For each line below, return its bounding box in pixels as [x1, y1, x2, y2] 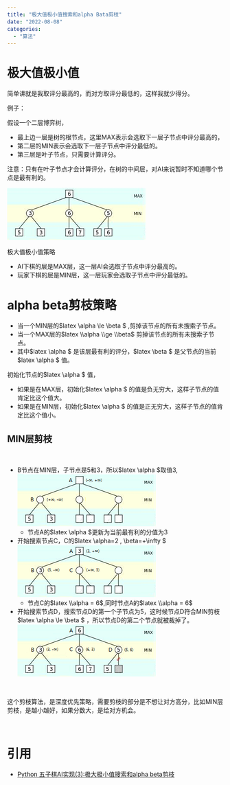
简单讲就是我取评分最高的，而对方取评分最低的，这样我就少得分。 [7, 89, 194, 98]
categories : [7, 25, 41, 32]
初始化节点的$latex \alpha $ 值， [7, 371, 100, 379]
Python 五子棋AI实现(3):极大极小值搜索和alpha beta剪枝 [16, 770, 175, 778]
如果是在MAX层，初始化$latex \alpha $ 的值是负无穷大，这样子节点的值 [16, 385, 220, 394]
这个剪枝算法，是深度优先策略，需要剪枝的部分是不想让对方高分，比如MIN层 [7, 697, 223, 705]
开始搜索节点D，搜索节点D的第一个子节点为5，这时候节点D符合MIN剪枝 [16, 607, 220, 615]
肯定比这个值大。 [16, 394, 66, 402]
